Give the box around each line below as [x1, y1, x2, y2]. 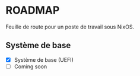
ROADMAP [5, 4, 60, 17]
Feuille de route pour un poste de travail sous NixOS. [5, 23, 135, 30]
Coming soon [14, 63, 47, 70]
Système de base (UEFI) [14, 56, 74, 63]
